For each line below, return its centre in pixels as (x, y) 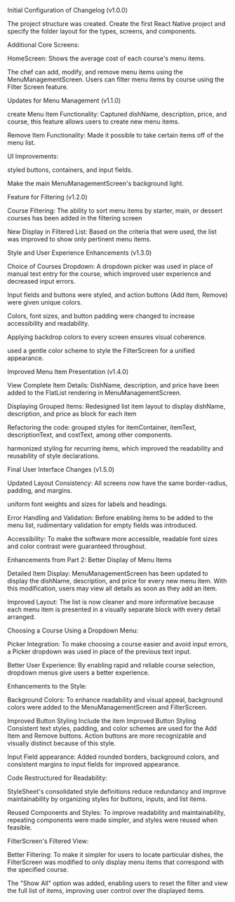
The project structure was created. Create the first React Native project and (116, 24)
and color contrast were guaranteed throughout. (77, 546)
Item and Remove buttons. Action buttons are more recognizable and (107, 736)
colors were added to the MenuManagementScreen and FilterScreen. (107, 707)
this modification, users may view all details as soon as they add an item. (112, 588)
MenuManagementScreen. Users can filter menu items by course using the (116, 79)
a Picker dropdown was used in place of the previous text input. (99, 651)
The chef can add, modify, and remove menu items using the (95, 72)
